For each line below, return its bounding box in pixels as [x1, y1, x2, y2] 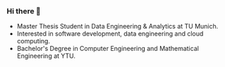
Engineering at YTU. [16, 52, 75, 60]
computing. [16, 37, 51, 45]
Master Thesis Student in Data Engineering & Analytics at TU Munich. [16, 22, 219, 31]
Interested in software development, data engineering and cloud [16, 29, 204, 38]
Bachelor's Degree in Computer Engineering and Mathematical [16, 45, 199, 53]
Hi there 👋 [6, 6, 42, 16]
